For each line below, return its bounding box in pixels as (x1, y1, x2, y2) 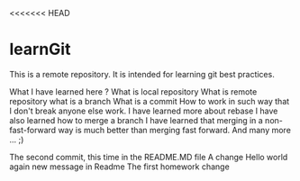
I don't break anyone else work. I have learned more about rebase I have (9, 105, 278, 116)
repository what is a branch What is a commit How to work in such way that (9, 95, 290, 106)
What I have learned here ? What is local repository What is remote (9, 86, 258, 97)
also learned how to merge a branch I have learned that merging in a (9, 114, 263, 125)
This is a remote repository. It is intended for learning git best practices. (9, 68, 275, 79)
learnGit (9, 40, 71, 59)
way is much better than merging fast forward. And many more (58, 124, 291, 135)
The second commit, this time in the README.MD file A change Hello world (9, 151, 288, 162)
